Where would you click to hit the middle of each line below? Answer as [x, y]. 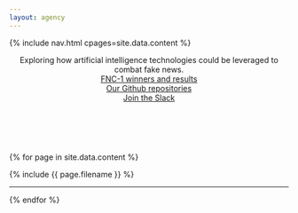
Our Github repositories [149, 88]
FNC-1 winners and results [149, 79]
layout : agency [37, 17]
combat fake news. [149, 69]
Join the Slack [149, 98]
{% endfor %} [35, 200]
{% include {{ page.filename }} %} [72, 174]
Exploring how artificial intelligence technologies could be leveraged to [149, 59]
